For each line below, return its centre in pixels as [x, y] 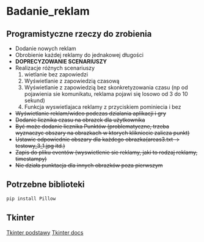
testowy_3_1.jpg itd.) [40, 146]
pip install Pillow [31, 199]
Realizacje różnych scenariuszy [55, 68]
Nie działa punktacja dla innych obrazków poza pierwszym [89, 165]
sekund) [35, 100]
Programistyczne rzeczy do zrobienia [79, 34]
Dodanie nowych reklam [46, 48]
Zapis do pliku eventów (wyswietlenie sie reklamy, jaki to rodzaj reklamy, [106, 152]
